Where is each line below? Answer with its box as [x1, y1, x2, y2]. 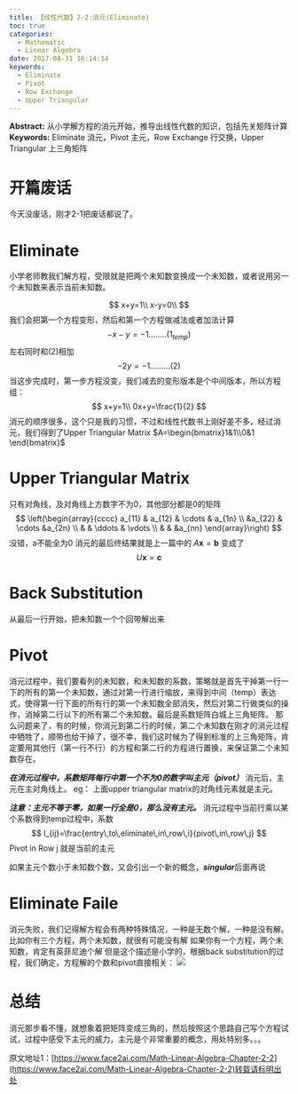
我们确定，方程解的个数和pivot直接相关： [24, 956, 176, 968]
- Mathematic [17, 37, 66, 47]
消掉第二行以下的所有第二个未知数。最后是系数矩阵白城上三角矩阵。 [24, 709, 273, 719]
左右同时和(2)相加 [9, 346, 74, 357]
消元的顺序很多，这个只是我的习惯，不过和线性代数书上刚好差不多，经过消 [9, 416, 281, 427]
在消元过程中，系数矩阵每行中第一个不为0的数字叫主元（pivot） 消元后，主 [9, 772, 285, 782]
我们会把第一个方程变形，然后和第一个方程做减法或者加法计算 [9, 314, 235, 325]
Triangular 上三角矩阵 [9, 143, 88, 154]
